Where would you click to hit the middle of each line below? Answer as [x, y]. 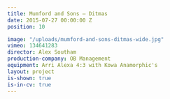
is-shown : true [29, 78]
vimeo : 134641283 [33, 46]
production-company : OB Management [59, 59]
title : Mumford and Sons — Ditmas [58, 14]
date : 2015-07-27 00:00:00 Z [50, 20]
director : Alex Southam [42, 52]
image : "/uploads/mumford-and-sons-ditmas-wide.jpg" [86, 39]
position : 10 [26, 26]
